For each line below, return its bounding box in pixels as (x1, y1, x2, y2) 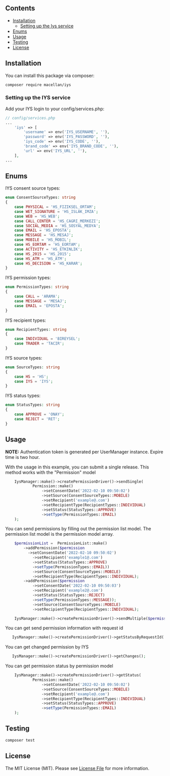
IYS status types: (5, 393, 41, 399)
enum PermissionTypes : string (5, 284, 69, 290)
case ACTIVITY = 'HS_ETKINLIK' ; (14, 246, 82, 252)
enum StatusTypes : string (5, 402, 60, 408)
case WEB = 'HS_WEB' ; (14, 213, 60, 219)
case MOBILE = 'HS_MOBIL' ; (14, 237, 71, 242)
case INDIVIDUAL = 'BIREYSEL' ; (14, 336, 80, 341)
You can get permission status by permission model (5, 663, 113, 669)
